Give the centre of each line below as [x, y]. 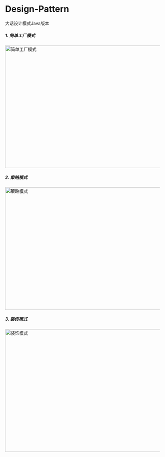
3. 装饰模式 [16, 319]
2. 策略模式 [16, 177]
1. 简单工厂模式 [20, 35]
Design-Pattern [37, 9]
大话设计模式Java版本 [27, 23]
